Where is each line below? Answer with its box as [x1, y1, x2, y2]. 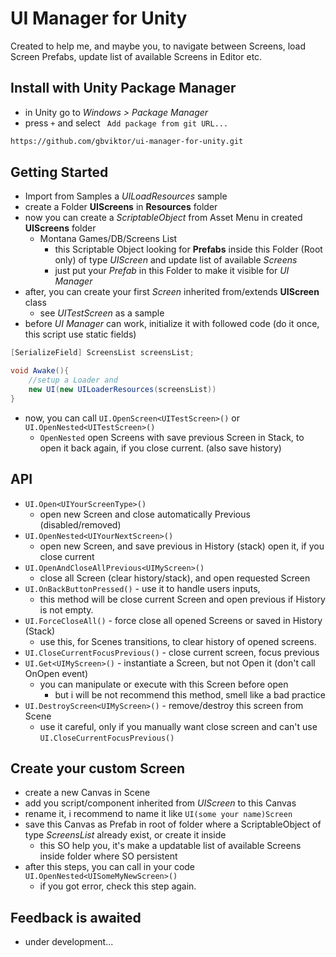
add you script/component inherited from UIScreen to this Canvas [24, 797, 297, 809]
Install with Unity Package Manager [10, 80, 237, 97]
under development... [24, 936, 114, 948]
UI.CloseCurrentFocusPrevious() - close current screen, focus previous [24, 646, 320, 658]
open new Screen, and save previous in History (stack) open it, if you [39, 540, 325, 552]
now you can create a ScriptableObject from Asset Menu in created [24, 212, 303, 224]
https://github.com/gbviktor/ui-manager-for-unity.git [10, 136, 244, 146]
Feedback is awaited [10, 909, 142, 926]
